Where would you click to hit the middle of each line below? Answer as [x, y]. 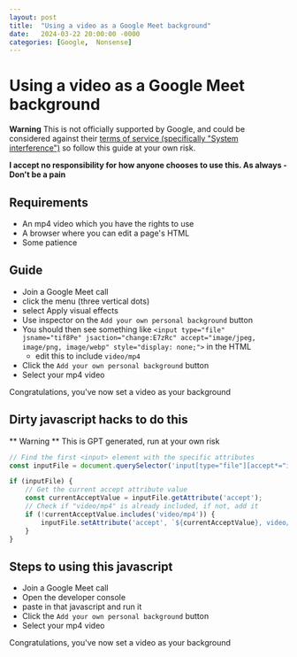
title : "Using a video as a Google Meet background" [110, 26]
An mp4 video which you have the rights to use [108, 224]
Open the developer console [74, 598]
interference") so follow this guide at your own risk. [103, 148]
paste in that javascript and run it [82, 607]
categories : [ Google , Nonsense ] [71, 42]
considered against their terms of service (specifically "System [124, 139]
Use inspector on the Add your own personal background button [137, 320]
